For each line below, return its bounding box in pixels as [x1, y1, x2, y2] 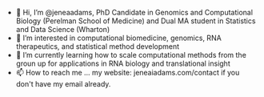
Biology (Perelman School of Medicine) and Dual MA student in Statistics [15, 16, 256, 26]
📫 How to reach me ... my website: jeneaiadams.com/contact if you [15, 68, 240, 77]
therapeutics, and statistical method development [15, 42, 180, 51]
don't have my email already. [15, 79, 111, 88]
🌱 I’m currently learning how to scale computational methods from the [15, 51, 246, 59]
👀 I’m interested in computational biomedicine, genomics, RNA [15, 33, 222, 42]
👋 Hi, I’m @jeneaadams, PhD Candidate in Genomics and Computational [15, 8, 254, 17]
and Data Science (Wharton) [15, 25, 110, 34]
